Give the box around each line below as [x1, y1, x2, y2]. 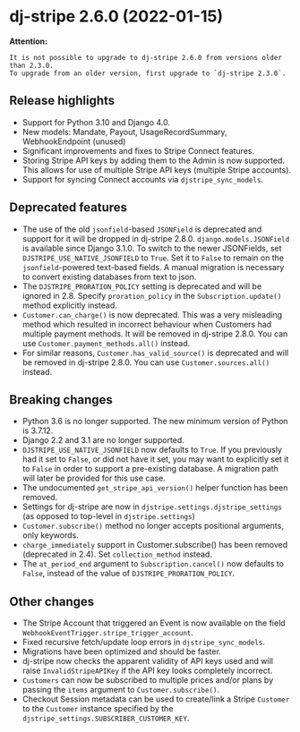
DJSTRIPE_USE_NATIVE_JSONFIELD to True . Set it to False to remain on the [21, 252, 285, 263]
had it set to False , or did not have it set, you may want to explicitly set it [21, 454, 289, 464]
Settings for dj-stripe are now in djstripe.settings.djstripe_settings [21, 501, 282, 512]
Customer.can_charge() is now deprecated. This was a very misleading [21, 309, 283, 319]
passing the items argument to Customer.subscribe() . [21, 685, 220, 695]
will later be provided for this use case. [21, 472, 166, 484]
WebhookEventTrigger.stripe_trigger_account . [21, 627, 194, 638]
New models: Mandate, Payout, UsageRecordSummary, [21, 126, 227, 137]
